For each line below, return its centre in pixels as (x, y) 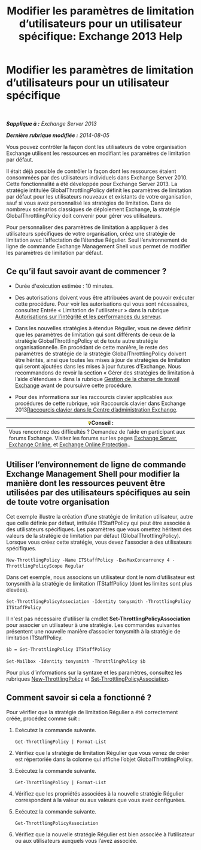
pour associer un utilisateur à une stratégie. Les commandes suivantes (93, 625)
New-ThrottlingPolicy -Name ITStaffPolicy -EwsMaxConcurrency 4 (88, 560)
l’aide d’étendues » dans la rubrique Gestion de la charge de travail (97, 379)
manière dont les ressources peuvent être (86, 484)
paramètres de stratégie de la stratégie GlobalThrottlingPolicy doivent (100, 354)
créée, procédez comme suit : (43, 718)
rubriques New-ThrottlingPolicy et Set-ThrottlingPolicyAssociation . (88, 679)
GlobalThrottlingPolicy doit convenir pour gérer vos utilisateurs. (84, 215)
